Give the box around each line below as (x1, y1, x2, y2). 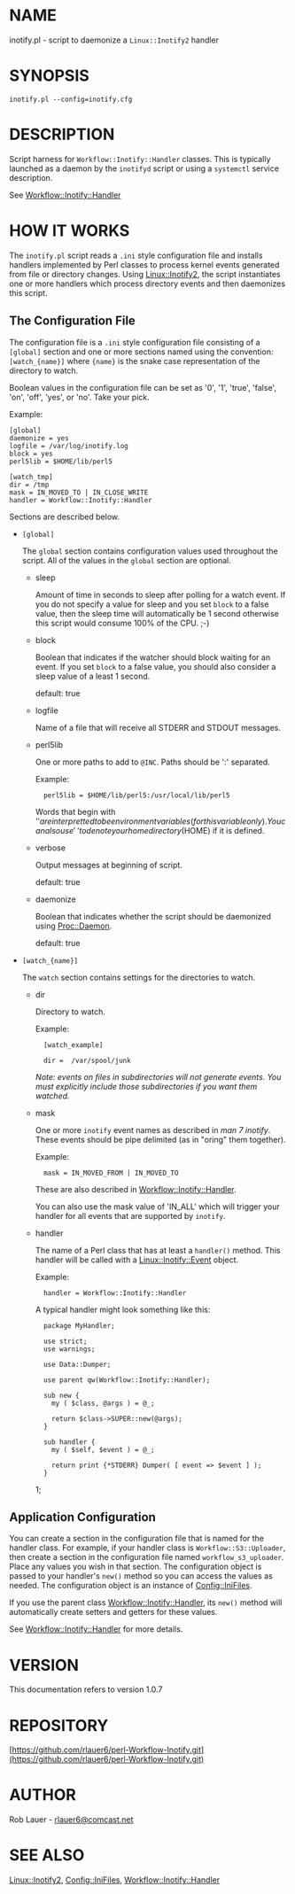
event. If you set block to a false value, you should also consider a (35, 661, 276, 671)
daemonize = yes (9, 433, 69, 443)
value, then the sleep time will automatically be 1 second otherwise (35, 608, 279, 618)
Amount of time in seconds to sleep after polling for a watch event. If (35, 589, 286, 600)
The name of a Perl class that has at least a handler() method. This (35, 1245, 281, 1255)
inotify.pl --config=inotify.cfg (9, 95, 133, 104)
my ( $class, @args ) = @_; (51, 1399, 155, 1408)
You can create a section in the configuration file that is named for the (9, 1533, 264, 1544)
